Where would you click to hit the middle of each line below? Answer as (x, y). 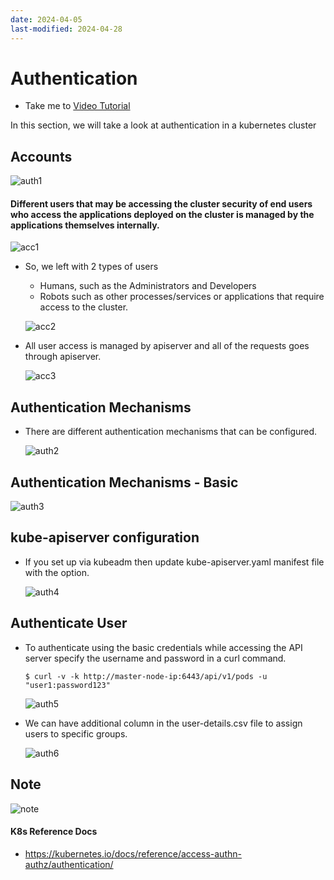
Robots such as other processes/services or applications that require (182, 297)
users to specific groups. (76, 733)
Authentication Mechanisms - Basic (124, 482)
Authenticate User (69, 623)
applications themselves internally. (85, 225)
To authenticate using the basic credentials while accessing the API (163, 647)
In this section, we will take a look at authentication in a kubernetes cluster (163, 125)
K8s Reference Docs (54, 832)
